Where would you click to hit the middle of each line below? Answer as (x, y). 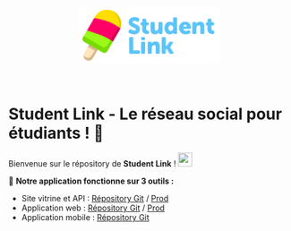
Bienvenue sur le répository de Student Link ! (92, 164)
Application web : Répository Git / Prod (93, 208)
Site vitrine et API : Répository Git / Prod (95, 199)
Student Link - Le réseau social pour (145, 114)
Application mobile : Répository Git (85, 218)
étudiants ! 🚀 (56, 133)
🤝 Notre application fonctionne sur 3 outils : (91, 181)
